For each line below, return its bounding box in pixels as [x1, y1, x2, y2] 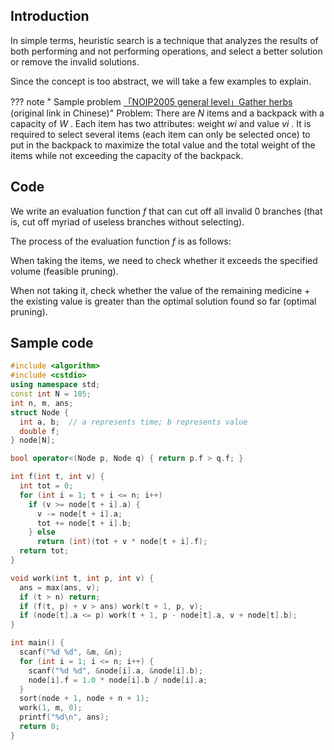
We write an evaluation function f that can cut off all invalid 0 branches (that [10, 205, 323, 217]
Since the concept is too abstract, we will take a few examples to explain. [10, 75, 312, 87]
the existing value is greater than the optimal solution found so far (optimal [10, 295, 317, 307]
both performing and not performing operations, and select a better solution [10, 45, 323, 57]
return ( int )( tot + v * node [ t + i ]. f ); [36, 537, 208, 547]
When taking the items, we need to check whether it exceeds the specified [10, 254, 318, 266]
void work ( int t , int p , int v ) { [10, 573, 155, 583]
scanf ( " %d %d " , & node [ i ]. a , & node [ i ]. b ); [28, 665, 204, 676]
